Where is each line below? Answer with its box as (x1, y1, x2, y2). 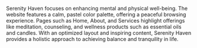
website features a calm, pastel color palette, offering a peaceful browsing (6, 11, 186, 18)
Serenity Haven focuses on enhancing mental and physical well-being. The (6, 5, 188, 12)
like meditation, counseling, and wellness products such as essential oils (6, 23, 182, 30)
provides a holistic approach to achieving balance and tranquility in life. (6, 36, 179, 42)
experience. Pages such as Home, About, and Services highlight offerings (6, 17, 185, 24)
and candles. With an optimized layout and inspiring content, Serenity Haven (6, 29, 192, 36)
